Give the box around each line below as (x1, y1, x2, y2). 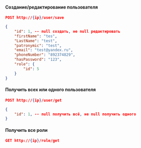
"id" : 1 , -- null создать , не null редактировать (14, 29, 121, 34)
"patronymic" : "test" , (14, 43, 62, 48)
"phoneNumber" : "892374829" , (14, 52, 76, 57)
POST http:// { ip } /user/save (5, 15, 64, 20)
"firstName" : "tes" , (14, 33, 57, 39)
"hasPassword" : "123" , (14, 57, 62, 62)
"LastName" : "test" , (14, 38, 57, 43)
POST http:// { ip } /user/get (5, 98, 62, 103)
